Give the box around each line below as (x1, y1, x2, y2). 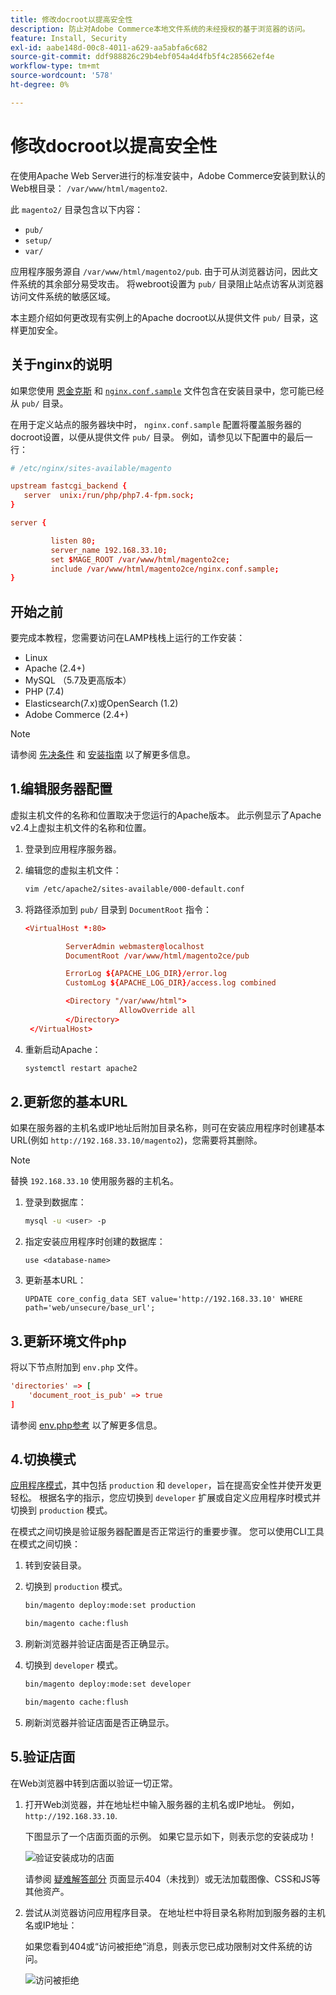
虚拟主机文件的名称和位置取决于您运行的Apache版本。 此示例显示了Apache (10, 809, 322, 821)
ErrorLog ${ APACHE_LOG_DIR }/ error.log (65, 969, 228, 979)
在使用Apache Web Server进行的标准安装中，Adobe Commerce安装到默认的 (10, 169, 326, 181)
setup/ (24, 236, 53, 246)
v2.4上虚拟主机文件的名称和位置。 (10, 821, 152, 833)
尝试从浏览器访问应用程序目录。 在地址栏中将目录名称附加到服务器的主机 (24, 1906, 326, 1918)
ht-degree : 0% (10, 80, 70, 90)
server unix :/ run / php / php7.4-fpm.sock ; (23, 491, 195, 501)
